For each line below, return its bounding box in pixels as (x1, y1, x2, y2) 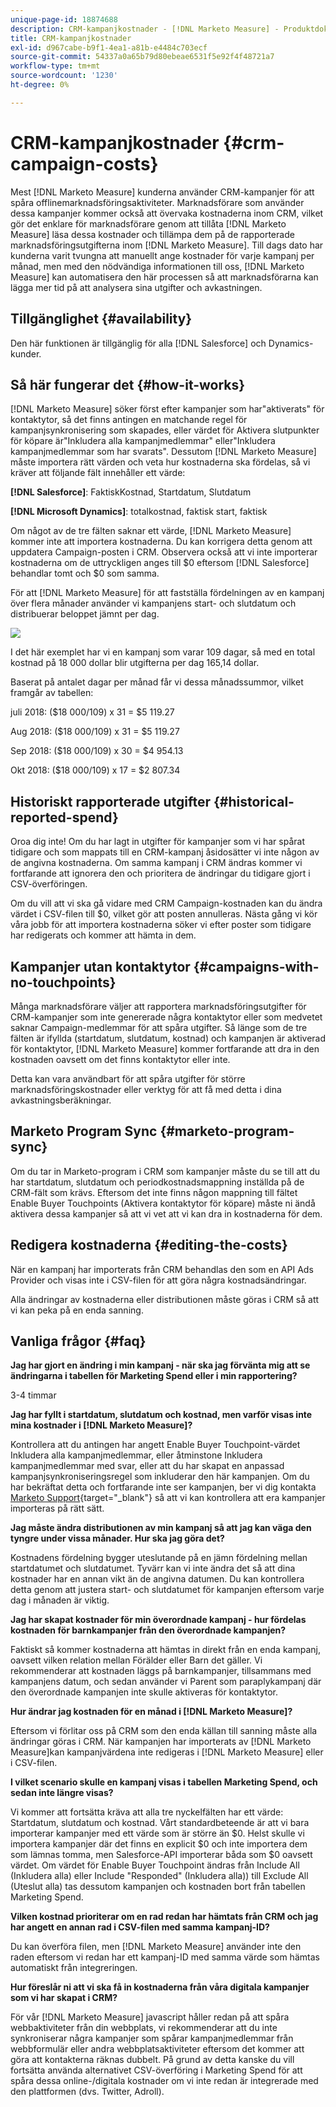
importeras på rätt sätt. (10, 1502, 105, 1515)
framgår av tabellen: (10, 687, 94, 699)
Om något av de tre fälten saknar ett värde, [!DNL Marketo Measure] (10, 525, 292, 537)
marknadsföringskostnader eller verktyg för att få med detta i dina (10, 1083, 282, 1095)
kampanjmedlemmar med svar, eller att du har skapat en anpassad (10, 1460, 285, 1472)
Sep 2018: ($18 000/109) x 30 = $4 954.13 (10, 745, 184, 757)
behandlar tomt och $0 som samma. (10, 567, 160, 580)
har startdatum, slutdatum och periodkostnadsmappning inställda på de (10, 1176, 305, 1188)
